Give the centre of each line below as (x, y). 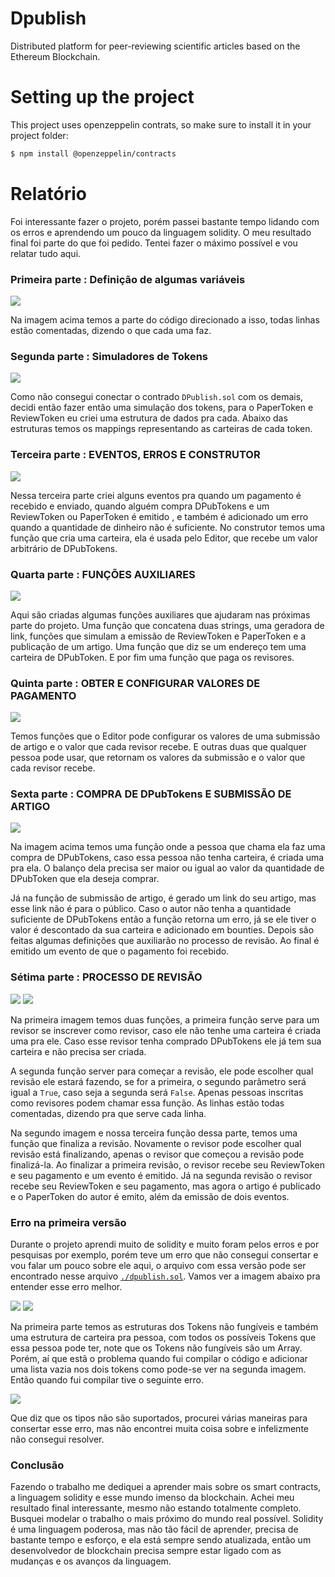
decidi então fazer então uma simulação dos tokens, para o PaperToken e (162, 408)
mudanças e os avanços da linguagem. (91, 1561)
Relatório (49, 193)
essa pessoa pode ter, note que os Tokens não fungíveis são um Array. (156, 1348)
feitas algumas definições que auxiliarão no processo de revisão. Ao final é (165, 941)
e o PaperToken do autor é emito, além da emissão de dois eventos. (150, 1196)
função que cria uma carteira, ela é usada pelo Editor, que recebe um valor (164, 538)
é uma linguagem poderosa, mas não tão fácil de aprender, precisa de (154, 1529)
